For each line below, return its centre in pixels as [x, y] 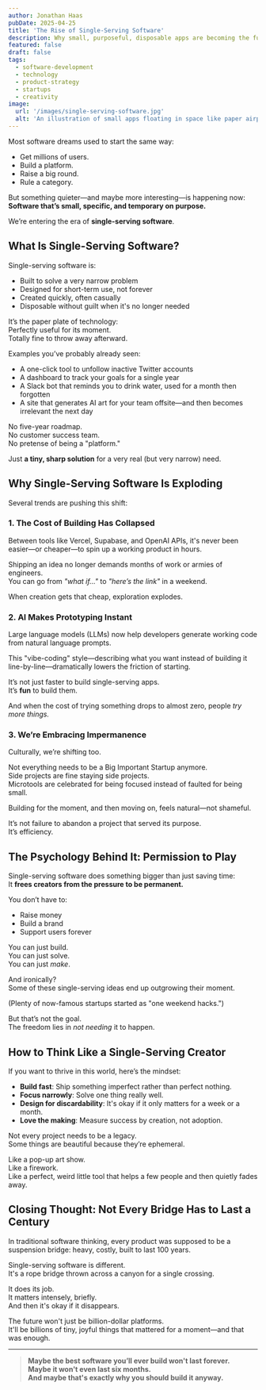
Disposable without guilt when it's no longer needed [104, 305]
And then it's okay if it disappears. [64, 1305]
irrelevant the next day [56, 411]
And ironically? [32, 980]
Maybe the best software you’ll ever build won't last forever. [129, 1361]
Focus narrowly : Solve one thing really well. [91, 1095]
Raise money [41, 915]
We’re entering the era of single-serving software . [91, 221]
